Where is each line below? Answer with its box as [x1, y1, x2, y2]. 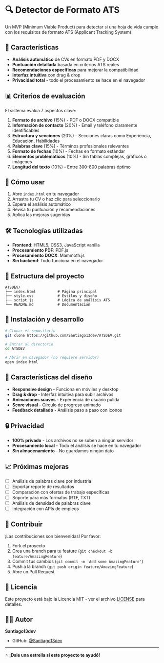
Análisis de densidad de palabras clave [12, 500, 91, 506]
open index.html [5, 360, 38, 365]
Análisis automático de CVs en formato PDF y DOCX [12, 56, 120, 62]
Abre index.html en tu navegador [12, 191, 80, 197]
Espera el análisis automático [12, 201, 71, 207]
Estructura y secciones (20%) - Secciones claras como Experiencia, [12, 132, 151, 138]
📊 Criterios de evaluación [5, 92, 85, 100]
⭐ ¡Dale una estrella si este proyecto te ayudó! [5, 652, 100, 658]
